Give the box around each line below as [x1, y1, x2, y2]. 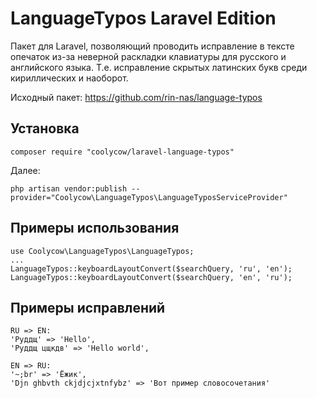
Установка [10, 120, 80, 137]
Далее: [10, 164, 41, 176]
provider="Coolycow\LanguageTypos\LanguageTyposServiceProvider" [10, 192, 288, 202]
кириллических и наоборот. [10, 72, 129, 84]
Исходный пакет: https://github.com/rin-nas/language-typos [10, 91, 263, 103]
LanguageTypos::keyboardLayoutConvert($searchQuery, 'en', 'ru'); [10, 272, 293, 282]
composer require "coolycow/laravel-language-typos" [10, 147, 235, 157]
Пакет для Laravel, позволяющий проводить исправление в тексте [10, 40, 295, 52]
